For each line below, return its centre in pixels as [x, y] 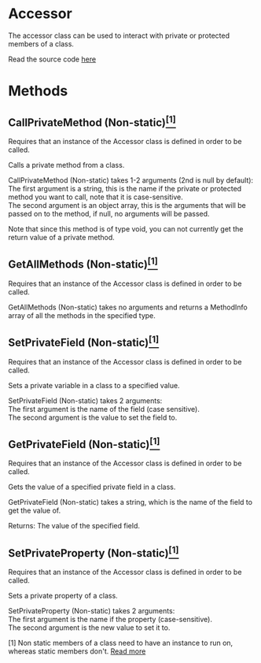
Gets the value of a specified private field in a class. [92, 487]
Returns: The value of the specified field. [74, 526]
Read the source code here [52, 59]
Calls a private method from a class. [66, 165]
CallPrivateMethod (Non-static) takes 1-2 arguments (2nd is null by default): [131, 180]
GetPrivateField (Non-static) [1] [84, 443]
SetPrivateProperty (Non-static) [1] [94, 552]
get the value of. [35, 511]
